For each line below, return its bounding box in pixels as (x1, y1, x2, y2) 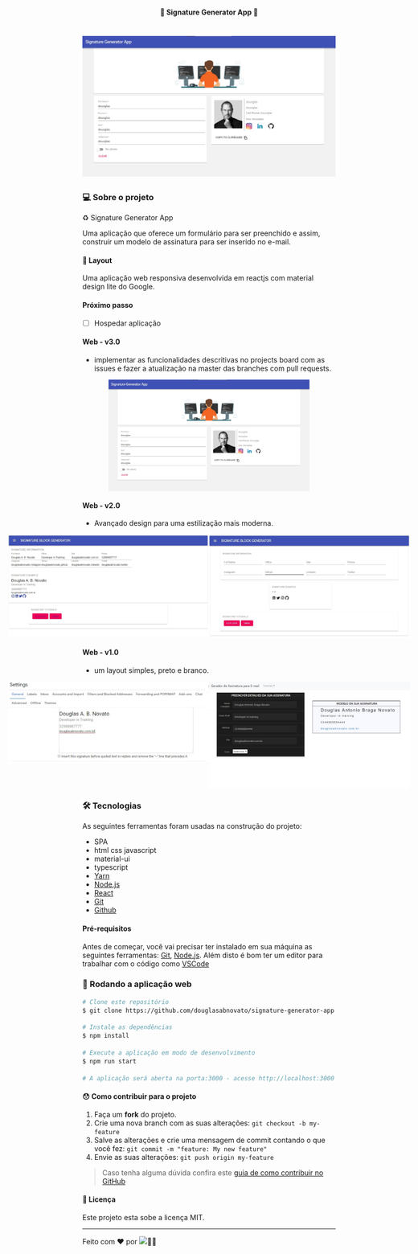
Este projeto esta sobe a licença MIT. (82, 1212, 205, 1222)
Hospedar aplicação (93, 318, 161, 328)
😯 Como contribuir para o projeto (82, 1092, 197, 1101)
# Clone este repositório (82, 998, 169, 1006)
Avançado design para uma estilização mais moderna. (93, 518, 273, 528)
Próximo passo (82, 300, 133, 309)
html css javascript (93, 846, 157, 855)
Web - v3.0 (82, 337, 121, 346)
